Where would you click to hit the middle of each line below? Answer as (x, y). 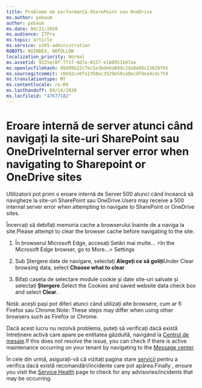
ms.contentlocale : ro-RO (37, 85)
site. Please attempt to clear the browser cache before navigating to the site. (100, 231)
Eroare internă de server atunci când (100, 126)
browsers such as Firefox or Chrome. (52, 316)
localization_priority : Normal (46, 57)
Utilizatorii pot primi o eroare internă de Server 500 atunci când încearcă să (100, 194)
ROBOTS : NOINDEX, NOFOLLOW (40, 51)
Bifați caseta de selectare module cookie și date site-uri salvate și (96, 279)
